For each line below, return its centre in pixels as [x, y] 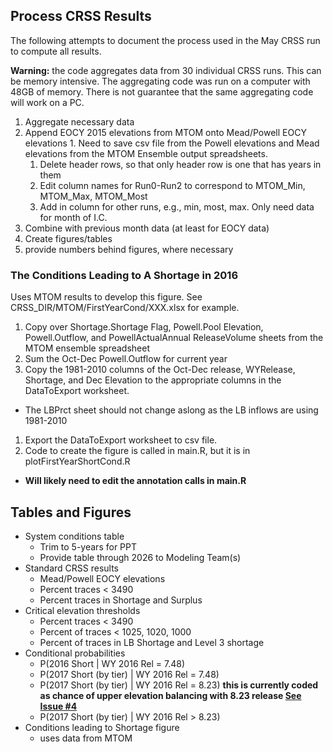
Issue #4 [58, 706]
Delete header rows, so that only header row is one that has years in [180, 164]
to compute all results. [56, 51]
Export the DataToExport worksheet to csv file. [121, 440]
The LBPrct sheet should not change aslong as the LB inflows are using [171, 410]
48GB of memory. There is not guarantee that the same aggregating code [162, 91]
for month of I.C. [73, 217]
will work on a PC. [47, 102]
